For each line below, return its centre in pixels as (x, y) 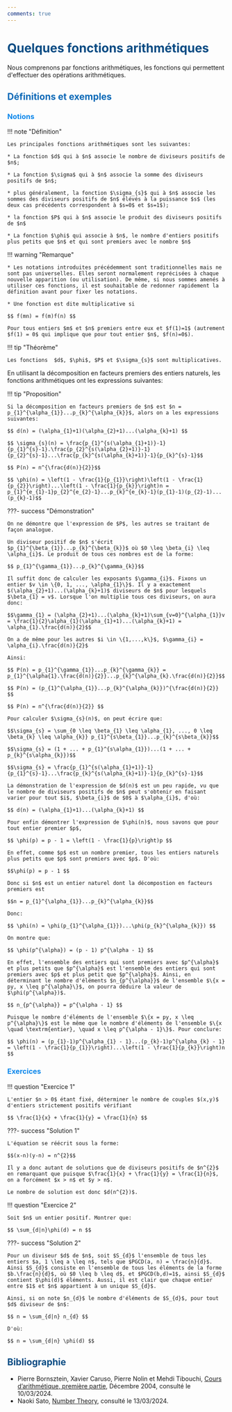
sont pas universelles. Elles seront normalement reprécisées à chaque (113, 274)
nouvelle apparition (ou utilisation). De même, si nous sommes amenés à (116, 280)
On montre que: (29, 938)
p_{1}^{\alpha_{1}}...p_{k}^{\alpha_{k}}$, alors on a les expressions (113, 413)
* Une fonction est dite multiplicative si (71, 304)
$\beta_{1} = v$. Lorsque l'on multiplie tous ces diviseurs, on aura (111, 597)
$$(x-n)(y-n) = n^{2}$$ (42, 1155)
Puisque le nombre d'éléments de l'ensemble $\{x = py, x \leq (101, 1017)
